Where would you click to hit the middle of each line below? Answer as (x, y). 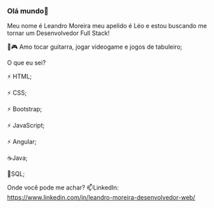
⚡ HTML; (19, 77)
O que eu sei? (27, 63)
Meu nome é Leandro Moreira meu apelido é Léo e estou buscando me (107, 26)
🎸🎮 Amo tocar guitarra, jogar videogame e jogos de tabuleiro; (95, 47)
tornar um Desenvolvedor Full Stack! (58, 33)
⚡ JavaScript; (26, 126)
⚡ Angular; (22, 142)
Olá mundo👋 (28, 11)
